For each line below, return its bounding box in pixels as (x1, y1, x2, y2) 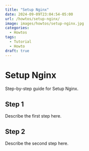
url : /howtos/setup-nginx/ (5, 16, 60, 21)
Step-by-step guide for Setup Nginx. (5, 86, 79, 91)
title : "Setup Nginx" (5, 7, 49, 12)
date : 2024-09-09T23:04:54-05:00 (5, 12, 73, 17)
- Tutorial (9, 39, 32, 44)
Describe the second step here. (5, 141, 68, 147)
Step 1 (5, 100, 24, 108)
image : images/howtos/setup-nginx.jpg (5, 21, 84, 26)
